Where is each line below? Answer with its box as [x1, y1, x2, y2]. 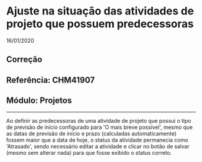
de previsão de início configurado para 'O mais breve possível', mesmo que [6, 123, 193, 131]
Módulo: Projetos [6, 95, 72, 106]
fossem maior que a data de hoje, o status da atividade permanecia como [6, 136, 188, 143]
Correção [6, 54, 43, 64]
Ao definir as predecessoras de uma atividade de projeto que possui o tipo [6, 117, 191, 124]
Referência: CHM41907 [6, 75, 95, 85]
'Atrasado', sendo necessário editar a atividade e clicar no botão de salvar [6, 143, 189, 150]
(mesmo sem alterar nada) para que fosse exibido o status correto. [6, 149, 173, 156]
